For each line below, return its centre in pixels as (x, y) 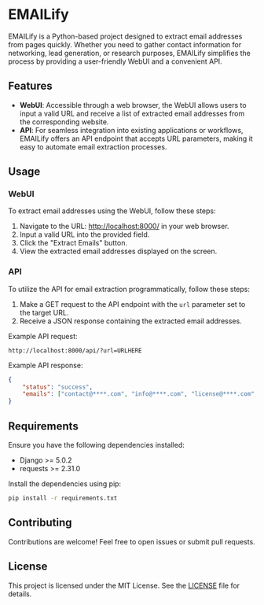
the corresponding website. (64, 122)
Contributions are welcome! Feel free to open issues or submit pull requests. (132, 541)
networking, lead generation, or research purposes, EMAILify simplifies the (130, 53)
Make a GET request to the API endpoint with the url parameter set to (132, 304)
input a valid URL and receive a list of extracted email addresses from (132, 113)
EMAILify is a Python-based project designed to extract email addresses (125, 36)
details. (20, 594)
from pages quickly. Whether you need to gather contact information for (125, 44)
